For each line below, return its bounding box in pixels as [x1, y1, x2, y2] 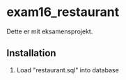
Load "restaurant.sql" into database [16, 65, 119, 74]
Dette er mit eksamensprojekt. [6, 27, 93, 35]
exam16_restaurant [6, 4, 120, 20]
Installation [6, 47, 56, 59]
